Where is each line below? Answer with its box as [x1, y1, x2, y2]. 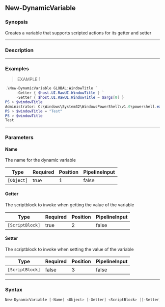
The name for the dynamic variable [5, 157, 76, 163]
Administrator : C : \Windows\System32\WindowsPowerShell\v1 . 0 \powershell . [5, 104, 157, 109]
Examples [5, 65, 29, 72]
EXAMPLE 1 [17, 76, 41, 83]
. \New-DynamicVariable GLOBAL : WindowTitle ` [5, 86, 98, 91]
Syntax [5, 286, 23, 293]
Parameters [5, 134, 33, 141]
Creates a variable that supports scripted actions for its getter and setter [5, 29, 152, 36]
